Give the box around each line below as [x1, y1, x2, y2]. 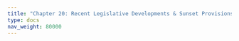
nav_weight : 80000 [7, 23, 62, 30]
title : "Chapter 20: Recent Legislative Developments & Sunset [7, 10, 199, 17]
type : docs [7, 17, 40, 24]
